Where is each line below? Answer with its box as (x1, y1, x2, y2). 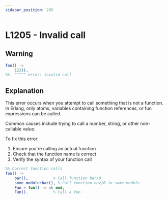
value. (22, 126, 36, 132)
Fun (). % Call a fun (14, 190, 81, 195)
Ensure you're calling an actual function (12, 146, 96, 152)
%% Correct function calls (5, 166, 63, 172)
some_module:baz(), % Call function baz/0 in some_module (14, 180, 140, 185)
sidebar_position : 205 (5, 7, 53, 13)
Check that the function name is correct (12, 151, 97, 157)
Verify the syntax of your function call (12, 156, 92, 162)
